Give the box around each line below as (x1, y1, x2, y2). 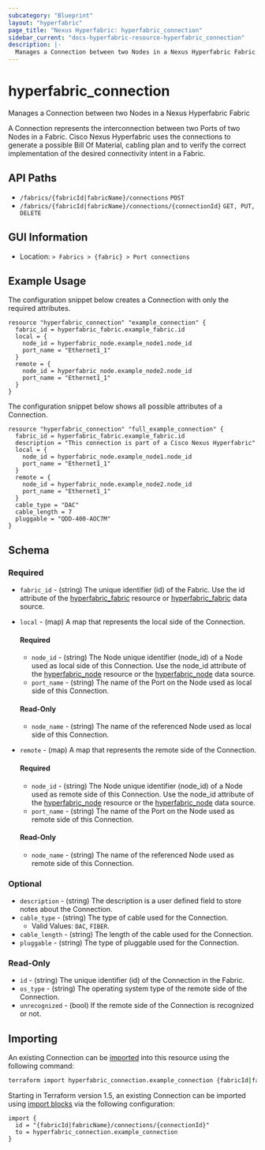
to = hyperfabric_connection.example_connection (15, 1129, 178, 1137)
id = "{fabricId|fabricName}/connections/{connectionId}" (15, 1122, 211, 1129)
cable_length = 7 (15, 508, 73, 517)
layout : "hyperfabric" (8, 19, 83, 27)
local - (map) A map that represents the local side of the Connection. (19, 617, 246, 627)
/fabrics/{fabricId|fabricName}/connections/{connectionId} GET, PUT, (19, 202, 256, 210)
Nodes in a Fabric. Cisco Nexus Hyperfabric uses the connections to (8, 132, 231, 141)
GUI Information (8, 230, 88, 245)
